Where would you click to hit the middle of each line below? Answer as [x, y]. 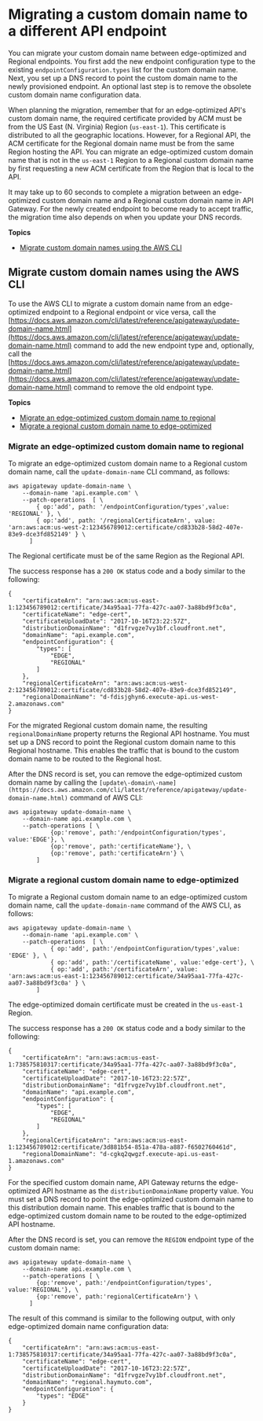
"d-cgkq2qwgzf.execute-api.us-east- [159, 1154]
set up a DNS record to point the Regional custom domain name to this [122, 742]
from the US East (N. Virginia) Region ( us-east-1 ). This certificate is [117, 127]
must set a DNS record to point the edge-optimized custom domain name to [131, 1199]
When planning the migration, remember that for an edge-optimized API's [127, 110]
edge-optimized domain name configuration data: [88, 1327]
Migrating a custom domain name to [128, 15]
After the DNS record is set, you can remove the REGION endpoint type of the [131, 1239]
